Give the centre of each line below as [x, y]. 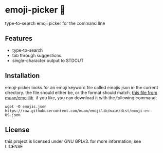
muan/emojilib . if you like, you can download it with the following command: [81, 98]
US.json [13, 115]
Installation [22, 76]
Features [19, 38]
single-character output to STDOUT [48, 61]
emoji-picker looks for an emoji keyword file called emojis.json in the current [81, 87]
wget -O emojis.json [26, 107]
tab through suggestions [37, 55]
